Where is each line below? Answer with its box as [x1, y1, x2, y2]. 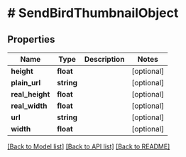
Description [84, 55, 125, 64]
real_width [11, 101, 48, 111]
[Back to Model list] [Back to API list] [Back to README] [7, 142, 170, 151]
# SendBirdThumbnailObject [7, 5, 179, 21]
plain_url [11, 78, 41, 87]
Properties [7, 33, 55, 45]
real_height [11, 90, 50, 99]
